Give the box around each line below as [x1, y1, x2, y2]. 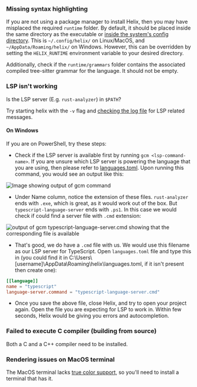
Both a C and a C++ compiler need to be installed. [6, 340, 128, 347]
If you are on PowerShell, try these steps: [6, 140, 106, 147]
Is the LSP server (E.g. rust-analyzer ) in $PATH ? [6, 95, 121, 102]
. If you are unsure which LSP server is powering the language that [28, 157, 190, 165]
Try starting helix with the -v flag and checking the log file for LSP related [6, 107, 185, 114]
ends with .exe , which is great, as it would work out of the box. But [14, 199, 177, 207]
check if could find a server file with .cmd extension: [14, 212, 141, 219]
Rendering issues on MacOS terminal [6, 355, 115, 363]
